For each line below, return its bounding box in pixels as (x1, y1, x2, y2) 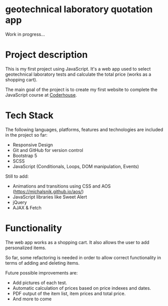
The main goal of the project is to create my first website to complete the (5, 86, 158, 93)
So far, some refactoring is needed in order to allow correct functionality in (5, 254, 161, 260)
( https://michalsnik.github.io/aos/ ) (12, 188, 84, 194)
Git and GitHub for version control (12, 147, 84, 153)
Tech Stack (5, 110, 54, 121)
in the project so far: (5, 132, 48, 138)
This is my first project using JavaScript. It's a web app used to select (5, 66, 151, 72)
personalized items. (5, 244, 47, 251)
